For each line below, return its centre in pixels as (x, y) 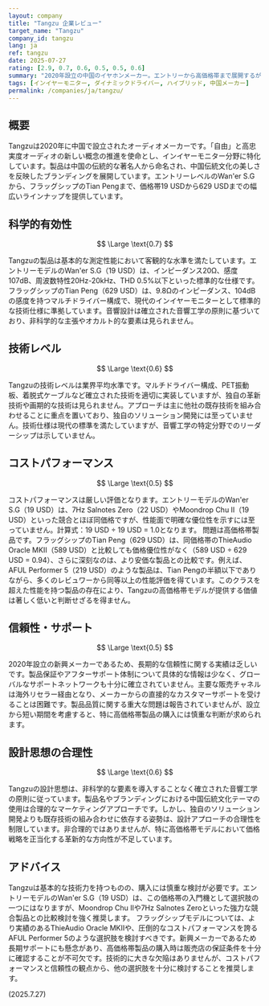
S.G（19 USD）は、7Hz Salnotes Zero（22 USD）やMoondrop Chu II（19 (129, 509)
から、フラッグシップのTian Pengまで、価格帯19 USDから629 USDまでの (129, 187)
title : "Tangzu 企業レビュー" (55, 23)
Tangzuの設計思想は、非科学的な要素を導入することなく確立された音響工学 (133, 789)
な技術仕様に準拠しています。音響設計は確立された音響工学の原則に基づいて (134, 311)
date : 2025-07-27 (37, 61)
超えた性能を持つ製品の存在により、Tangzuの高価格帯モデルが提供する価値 (133, 590)
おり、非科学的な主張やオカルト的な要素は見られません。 (103, 321)
